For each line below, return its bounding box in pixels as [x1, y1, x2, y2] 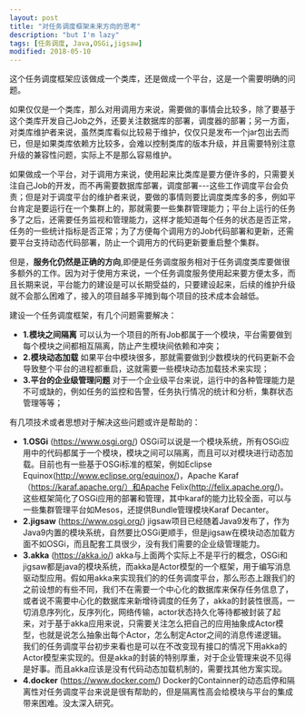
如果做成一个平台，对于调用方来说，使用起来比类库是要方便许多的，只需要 [9, 169, 288, 180]
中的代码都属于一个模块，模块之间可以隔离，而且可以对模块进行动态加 [30, 448, 293, 459]
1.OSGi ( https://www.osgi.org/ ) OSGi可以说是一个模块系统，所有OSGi [22, 436, 282, 447]
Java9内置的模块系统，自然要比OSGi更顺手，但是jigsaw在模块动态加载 [22, 527, 288, 538]
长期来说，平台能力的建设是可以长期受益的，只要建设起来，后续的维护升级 [16, 279, 296, 290]
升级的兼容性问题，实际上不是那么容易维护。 [9, 149, 177, 160]
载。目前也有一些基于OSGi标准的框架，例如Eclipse [22, 459, 212, 470]
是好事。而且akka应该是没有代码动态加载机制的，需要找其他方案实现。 [22, 663, 288, 674]
